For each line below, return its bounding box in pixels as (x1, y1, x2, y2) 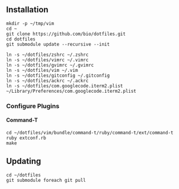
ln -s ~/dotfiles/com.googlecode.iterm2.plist (6, 83, 123, 89)
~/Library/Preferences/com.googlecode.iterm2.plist (6, 88, 136, 94)
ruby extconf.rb (6, 135, 46, 141)
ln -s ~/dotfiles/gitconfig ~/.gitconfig (6, 73, 110, 78)
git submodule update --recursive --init (6, 41, 110, 47)
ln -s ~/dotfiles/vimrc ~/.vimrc (6, 56, 89, 63)
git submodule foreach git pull (6, 177, 86, 183)
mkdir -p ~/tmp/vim (6, 20, 55, 26)
